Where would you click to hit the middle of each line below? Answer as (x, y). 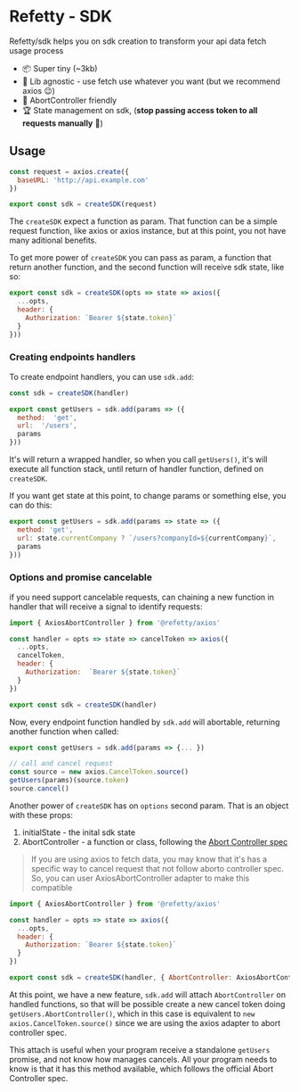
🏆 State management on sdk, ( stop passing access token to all (140, 110)
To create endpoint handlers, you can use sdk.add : (101, 376)
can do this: (31, 505)
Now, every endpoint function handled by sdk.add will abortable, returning (145, 722)
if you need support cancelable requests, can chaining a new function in (141, 597)
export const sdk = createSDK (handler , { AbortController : (121, 978)
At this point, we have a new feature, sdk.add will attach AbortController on (148, 994)
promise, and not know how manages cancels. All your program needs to (143, 1059)
